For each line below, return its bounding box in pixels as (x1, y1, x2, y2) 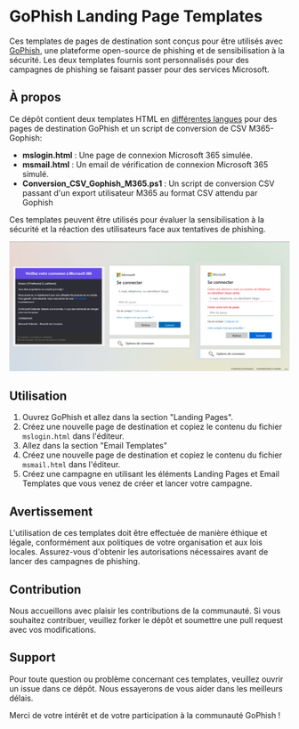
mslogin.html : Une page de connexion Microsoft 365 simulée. (21, 150, 254, 160)
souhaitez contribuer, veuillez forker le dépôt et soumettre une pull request (9, 614, 283, 625)
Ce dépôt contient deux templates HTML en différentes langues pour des (9, 113, 278, 124)
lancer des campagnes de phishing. (9, 556, 141, 567)
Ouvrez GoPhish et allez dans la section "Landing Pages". (21, 412, 234, 423)
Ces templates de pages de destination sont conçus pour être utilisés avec (9, 36, 283, 46)
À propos (9, 90, 61, 105)
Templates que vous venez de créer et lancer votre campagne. (21, 478, 253, 489)
